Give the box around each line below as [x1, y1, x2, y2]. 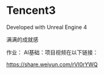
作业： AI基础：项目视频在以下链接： [6, 49, 99, 56]
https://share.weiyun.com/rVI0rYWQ [6, 61, 98, 68]
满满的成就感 [6, 35, 38, 43]
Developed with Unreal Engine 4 [6, 23, 87, 31]
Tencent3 [6, 4, 56, 17]
